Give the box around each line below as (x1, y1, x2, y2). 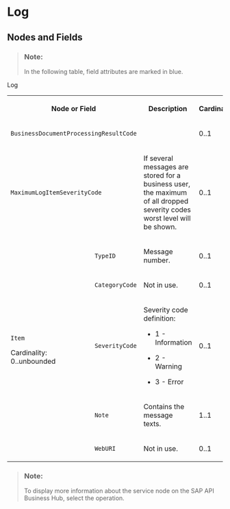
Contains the (143, 401, 185, 411)
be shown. (143, 222, 177, 232)
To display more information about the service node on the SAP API (23, 487, 214, 495)
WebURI (94, 445, 116, 452)
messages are (143, 162, 189, 171)
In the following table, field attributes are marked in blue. (23, 67, 183, 75)
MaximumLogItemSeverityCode (10, 188, 102, 196)
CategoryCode (94, 281, 137, 288)
